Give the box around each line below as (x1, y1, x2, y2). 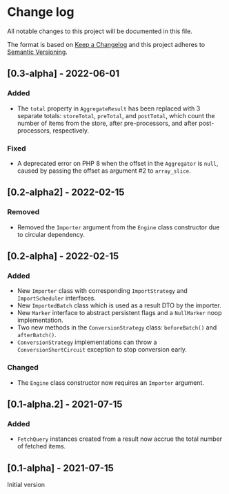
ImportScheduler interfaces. (17, 294, 97, 303)
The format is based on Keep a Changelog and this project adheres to (7, 40, 206, 48)
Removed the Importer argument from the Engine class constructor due (17, 222, 220, 231)
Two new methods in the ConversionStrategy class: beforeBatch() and (17, 323, 217, 332)
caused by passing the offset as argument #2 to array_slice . (17, 167, 191, 175)
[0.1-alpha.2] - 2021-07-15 (7, 398, 123, 410)
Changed (7, 363, 39, 372)
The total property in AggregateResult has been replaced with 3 (17, 104, 201, 113)
